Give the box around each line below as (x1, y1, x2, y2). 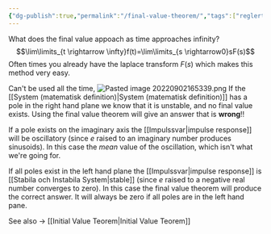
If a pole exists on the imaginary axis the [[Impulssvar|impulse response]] (8, 124, 252, 134)
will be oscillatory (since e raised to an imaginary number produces (8, 133, 231, 143)
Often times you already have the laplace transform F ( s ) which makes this (8, 59, 253, 69)
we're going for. (8, 150, 61, 160)
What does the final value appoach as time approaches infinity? (8, 34, 220, 44)
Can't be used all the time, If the (8, 83, 246, 93)
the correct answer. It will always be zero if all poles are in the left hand (8, 191, 244, 202)
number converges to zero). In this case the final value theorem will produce (8, 183, 262, 193)
